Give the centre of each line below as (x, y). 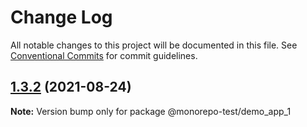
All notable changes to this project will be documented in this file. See (154, 45)
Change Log (61, 17)
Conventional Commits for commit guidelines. (104, 55)
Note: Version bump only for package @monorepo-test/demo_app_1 (151, 111)
